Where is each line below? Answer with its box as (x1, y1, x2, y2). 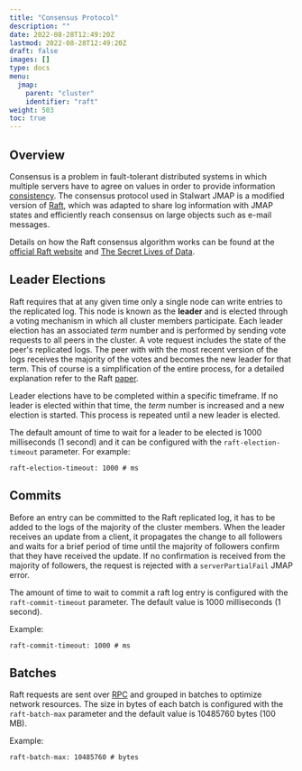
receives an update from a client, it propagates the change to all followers (9, 531, 283, 542)
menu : (9, 72, 30, 81)
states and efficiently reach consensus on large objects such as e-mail (9, 209, 272, 220)
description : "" (9, 22, 70, 31)
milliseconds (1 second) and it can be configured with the (9, 436, 223, 447)
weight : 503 (9, 106, 54, 115)
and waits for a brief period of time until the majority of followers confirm (9, 540, 279, 551)
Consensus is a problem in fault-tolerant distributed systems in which (9, 170, 268, 181)
